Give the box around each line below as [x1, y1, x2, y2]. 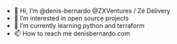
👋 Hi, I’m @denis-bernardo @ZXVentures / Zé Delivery [13, 7, 171, 15]
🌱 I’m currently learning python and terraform [13, 22, 145, 29]
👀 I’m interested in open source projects [13, 14, 129, 22]
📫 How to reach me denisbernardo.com [13, 29, 131, 38]
